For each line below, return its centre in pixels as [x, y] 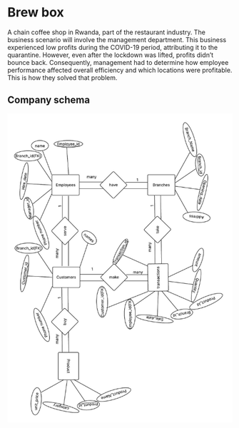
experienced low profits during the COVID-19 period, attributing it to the [113, 47]
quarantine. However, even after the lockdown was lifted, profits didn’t [111, 55]
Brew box [36, 12]
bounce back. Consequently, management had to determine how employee [118, 62]
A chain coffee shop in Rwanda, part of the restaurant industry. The [106, 32]
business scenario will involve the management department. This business [117, 39]
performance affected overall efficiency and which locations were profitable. [120, 70]
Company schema [49, 100]
